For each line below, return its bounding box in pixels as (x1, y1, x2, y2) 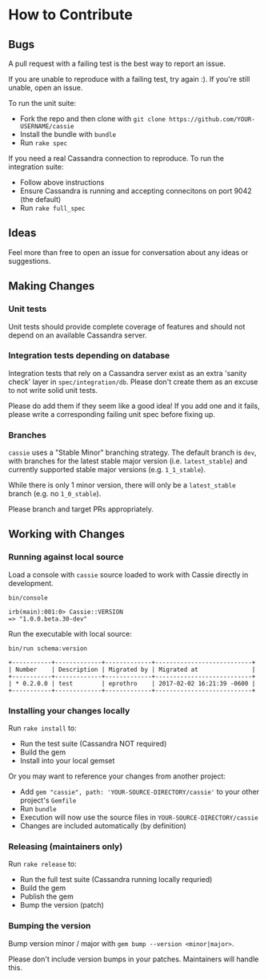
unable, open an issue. (8, 83, 83, 92)
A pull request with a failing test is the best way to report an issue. (8, 59, 226, 68)
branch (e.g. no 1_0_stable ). (8, 489, 102, 499)
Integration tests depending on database (8, 350, 170, 362)
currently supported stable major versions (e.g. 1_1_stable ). (8, 465, 206, 475)
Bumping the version (8, 920, 91, 932)
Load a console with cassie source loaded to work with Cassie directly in (8, 569, 249, 579)
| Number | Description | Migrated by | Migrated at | (8, 665, 256, 674)
